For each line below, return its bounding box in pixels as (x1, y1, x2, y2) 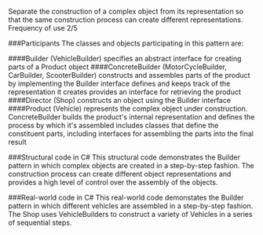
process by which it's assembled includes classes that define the (8, 121, 219, 130)
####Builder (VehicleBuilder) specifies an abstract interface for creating (8, 54, 242, 63)
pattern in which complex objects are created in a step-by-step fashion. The (8, 161, 254, 170)
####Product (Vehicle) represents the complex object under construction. (8, 104, 248, 113)
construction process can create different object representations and (8, 169, 232, 178)
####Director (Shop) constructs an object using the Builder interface (8, 96, 232, 105)
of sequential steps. (8, 218, 72, 227)
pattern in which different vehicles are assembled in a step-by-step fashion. (8, 201, 254, 211)
